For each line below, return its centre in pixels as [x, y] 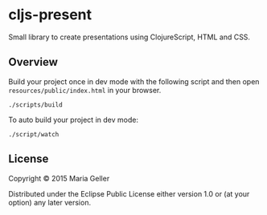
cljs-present [50, 15]
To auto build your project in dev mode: [74, 120]
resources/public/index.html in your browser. [85, 90]
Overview [33, 62]
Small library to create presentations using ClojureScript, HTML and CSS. [129, 37]
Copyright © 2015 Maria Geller [59, 178]
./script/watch [34, 134]
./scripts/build [35, 105]
